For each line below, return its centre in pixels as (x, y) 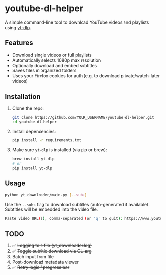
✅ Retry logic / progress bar (41, 267)
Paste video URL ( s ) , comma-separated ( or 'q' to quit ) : (64, 218)
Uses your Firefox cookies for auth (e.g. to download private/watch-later (86, 76)
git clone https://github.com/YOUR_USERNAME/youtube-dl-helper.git (83, 117)
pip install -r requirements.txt (47, 140)
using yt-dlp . (18, 27)
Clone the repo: (28, 108)
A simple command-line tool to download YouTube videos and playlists (77, 22)
